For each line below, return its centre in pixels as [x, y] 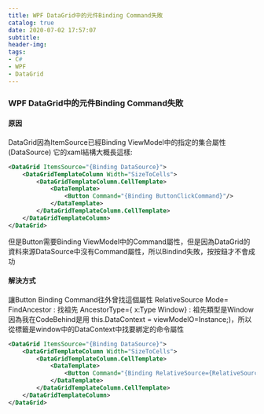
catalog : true [31, 23]
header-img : [27, 45]
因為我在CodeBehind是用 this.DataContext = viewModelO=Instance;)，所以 [130, 319]
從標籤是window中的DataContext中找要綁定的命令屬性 [96, 329]
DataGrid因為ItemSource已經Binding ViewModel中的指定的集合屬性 [117, 142]
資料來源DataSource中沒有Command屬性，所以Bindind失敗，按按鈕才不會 [128, 251]
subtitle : [24, 37]
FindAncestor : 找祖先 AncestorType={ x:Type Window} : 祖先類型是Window [131, 309]
